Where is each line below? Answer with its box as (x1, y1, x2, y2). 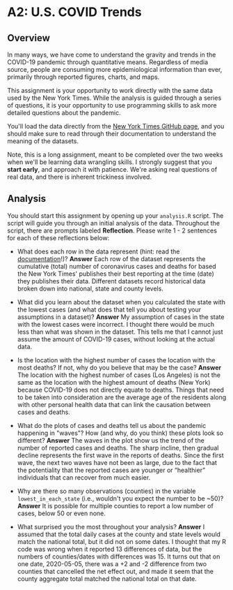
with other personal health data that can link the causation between (17, 400, 211, 408)
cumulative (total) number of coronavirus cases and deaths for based (17, 262, 217, 270)
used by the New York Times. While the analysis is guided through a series (7, 94, 222, 102)
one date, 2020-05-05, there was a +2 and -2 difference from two (17, 559, 207, 568)
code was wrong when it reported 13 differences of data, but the (17, 545, 202, 553)
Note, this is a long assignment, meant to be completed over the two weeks (7, 151, 223, 158)
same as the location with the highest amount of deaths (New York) (17, 378, 211, 386)
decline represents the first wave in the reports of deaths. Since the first (17, 451, 224, 459)
